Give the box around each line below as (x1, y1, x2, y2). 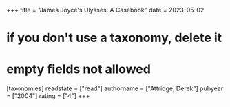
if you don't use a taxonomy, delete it (6, 30, 222, 46)
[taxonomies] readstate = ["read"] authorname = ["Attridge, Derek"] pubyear (6, 84, 224, 93)
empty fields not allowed (6, 61, 151, 77)
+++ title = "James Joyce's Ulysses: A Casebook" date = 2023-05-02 (6, 6, 205, 14)
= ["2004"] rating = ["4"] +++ (6, 92, 90, 100)
